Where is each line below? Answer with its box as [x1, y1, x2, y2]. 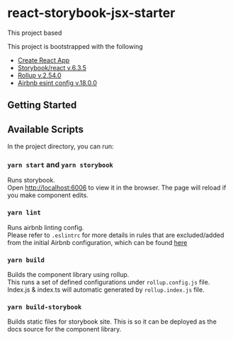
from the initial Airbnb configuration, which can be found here [7, 238, 188, 246]
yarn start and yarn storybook [7, 160, 113, 170]
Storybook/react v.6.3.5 [17, 63, 87, 72]
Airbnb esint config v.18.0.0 [17, 78, 98, 87]
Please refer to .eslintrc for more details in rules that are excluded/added [7, 231, 225, 239]
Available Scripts [7, 123, 84, 136]
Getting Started [7, 99, 77, 111]
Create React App [17, 55, 70, 65]
